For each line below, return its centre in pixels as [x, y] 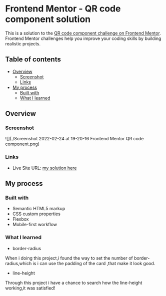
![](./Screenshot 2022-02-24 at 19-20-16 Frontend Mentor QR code [74, 139]
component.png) [22, 144]
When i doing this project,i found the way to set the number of [69, 258]
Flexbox [20, 219]
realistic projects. [23, 43]
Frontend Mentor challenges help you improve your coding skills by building [83, 38]
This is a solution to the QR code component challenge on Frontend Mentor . [83, 33]
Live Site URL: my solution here [44, 168]
